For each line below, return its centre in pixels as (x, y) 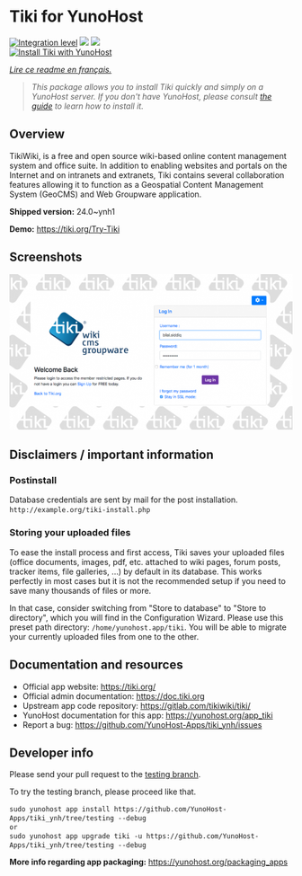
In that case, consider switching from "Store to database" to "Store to (138, 607)
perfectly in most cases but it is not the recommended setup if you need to (147, 580)
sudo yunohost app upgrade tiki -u (76, 836)
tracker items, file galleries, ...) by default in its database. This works (136, 571)
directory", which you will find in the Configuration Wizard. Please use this (147, 617)
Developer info (52, 752)
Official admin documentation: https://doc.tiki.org (113, 696)
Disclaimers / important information (111, 455)
